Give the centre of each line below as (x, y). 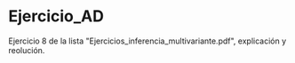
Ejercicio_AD (56, 16)
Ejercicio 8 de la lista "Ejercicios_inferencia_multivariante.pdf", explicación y (147, 41)
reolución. (27, 50)
